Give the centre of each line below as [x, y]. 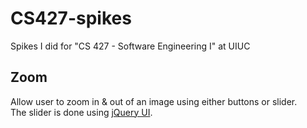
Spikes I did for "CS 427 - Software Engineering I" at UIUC [130, 46]
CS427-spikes [71, 18]
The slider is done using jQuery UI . [81, 112]
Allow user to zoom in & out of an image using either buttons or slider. [154, 101]
